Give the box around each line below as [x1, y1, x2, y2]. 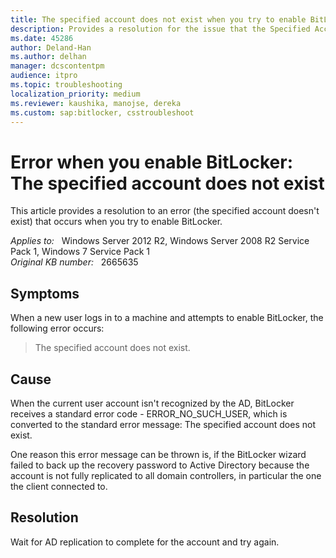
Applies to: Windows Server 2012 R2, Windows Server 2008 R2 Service [10, 235, 310, 247]
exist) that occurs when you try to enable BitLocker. [10, 216, 223, 228]
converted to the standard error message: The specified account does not [10, 418, 316, 430]
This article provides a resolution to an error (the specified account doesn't [10, 205, 320, 217]
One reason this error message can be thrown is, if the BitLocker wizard [10, 448, 307, 460]
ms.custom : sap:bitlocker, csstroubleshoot [10, 107, 195, 118]
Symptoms [10, 285, 80, 302]
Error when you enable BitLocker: [10, 151, 293, 173]
